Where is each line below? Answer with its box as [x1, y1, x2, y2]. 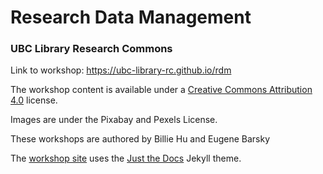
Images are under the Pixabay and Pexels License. [10, 114, 218, 126]
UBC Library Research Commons [10, 42, 173, 56]
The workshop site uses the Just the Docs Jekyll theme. [10, 152, 242, 165]
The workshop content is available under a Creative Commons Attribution [10, 84, 313, 96]
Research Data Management [10, 6, 252, 29]
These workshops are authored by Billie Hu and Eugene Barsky [10, 133, 271, 145]
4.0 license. [10, 94, 58, 106]
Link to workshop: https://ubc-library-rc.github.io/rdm [10, 64, 232, 76]
